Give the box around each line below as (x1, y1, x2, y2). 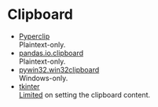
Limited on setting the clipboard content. (18, 90, 151, 99)
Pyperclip (18, 31, 50, 41)
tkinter (18, 81, 40, 91)
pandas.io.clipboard (18, 48, 84, 57)
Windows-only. (18, 73, 68, 83)
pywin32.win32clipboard (18, 65, 100, 74)
